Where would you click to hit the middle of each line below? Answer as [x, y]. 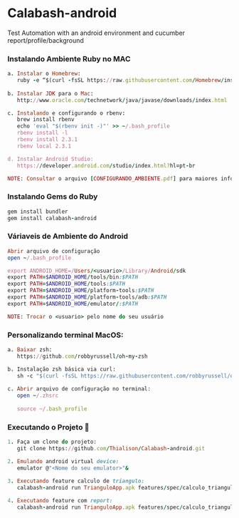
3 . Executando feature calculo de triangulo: [76, 481]
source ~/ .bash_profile [52, 409]
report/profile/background [46, 40]
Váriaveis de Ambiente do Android [68, 237]
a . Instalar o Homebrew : [44, 74]
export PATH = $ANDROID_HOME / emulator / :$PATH [73, 304]
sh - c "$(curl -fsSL [47, 375]
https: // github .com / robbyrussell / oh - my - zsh [82, 356]
